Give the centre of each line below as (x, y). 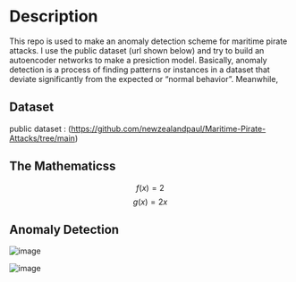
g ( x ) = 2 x (150, 202)
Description (54, 17)
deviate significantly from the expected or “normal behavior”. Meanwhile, (144, 79)
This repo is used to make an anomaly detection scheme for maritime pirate (148, 41)
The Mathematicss (63, 166)
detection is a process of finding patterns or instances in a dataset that (140, 70)
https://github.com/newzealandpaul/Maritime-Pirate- (169, 129)
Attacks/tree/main (42, 138)
